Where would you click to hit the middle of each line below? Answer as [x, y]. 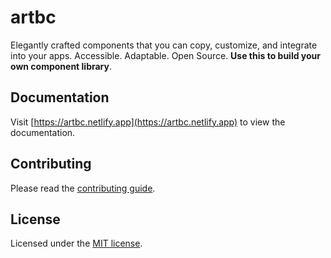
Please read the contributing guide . [83, 188]
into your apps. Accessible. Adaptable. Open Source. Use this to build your [166, 55]
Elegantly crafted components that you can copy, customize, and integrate [164, 45]
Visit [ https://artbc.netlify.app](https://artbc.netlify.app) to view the [148, 122]
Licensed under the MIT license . [76, 243]
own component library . [61, 66]
